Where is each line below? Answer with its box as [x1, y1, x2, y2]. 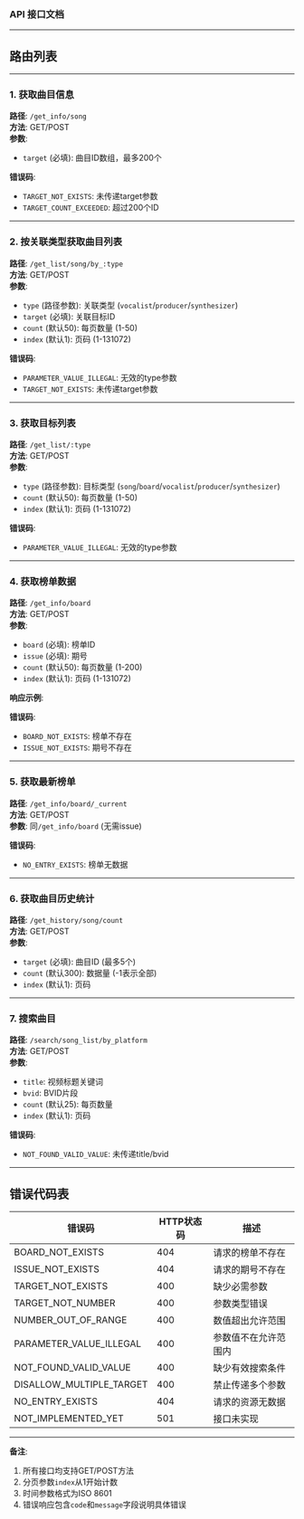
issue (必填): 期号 [22, 650, 88, 661]
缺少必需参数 [213, 1280, 269, 1293]
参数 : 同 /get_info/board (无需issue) [9, 821, 142, 831]
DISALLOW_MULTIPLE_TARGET [14, 1378, 148, 1391]
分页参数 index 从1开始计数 [22, 1476, 119, 1487]
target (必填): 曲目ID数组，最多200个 [22, 152, 162, 164]
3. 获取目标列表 [9, 416, 77, 429]
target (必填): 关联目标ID [22, 310, 116, 322]
